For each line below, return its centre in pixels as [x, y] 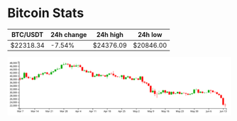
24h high [110, 35]
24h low [150, 35]
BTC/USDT [28, 35]
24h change [69, 35]
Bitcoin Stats [46, 13]
